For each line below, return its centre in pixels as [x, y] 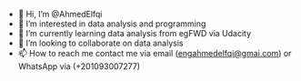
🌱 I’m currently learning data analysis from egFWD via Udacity [135, 33]
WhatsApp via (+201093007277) [79, 66]
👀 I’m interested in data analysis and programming [112, 24]
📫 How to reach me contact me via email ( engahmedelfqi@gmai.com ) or [155, 53]
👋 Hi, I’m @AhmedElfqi [60, 14]
